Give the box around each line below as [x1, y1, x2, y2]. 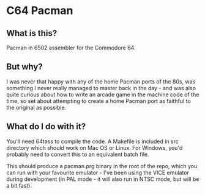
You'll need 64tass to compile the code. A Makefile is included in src [6, 138, 179, 145]
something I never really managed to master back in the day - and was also [6, 84, 196, 91]
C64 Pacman [6, 4, 73, 18]
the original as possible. [6, 104, 67, 111]
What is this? [6, 28, 58, 38]
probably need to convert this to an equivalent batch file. [6, 151, 149, 158]
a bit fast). [6, 182, 32, 189]
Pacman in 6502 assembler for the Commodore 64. [6, 44, 136, 51]
